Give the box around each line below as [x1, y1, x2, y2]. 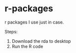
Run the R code [11, 43, 43, 49]
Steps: [4, 28, 18, 34]
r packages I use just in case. [4, 19, 64, 25]
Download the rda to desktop [11, 38, 71, 44]
